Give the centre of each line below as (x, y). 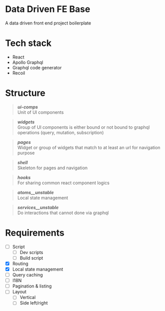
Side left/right (34, 303)
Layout (19, 292)
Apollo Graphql (28, 62)
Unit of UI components (41, 112)
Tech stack (28, 43)
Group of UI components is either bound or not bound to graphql (83, 127)
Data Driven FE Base (48, 9)
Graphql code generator (37, 67)
